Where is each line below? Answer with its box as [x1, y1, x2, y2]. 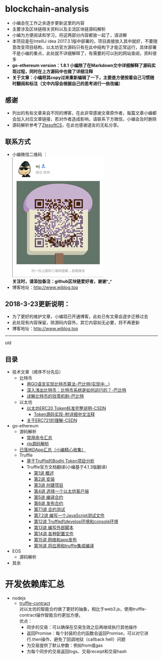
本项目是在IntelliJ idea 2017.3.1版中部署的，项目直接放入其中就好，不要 [12, 38, 154, 44]
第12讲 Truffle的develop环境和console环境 [33, 518, 119, 524]
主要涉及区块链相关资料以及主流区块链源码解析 [12, 26, 106, 32]
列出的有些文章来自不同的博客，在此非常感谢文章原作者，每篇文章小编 [12, 110, 153, 116]
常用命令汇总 [26, 435, 52, 440]
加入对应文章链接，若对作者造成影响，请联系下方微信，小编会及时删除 [16, 116, 157, 122]
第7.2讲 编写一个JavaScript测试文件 [33, 513, 105, 518]
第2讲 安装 [33, 476, 55, 482]
